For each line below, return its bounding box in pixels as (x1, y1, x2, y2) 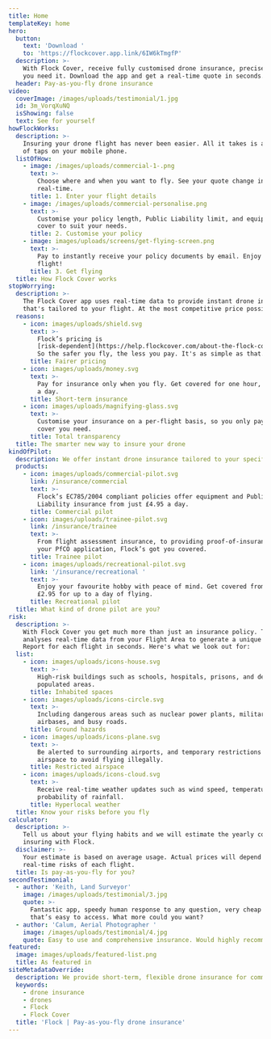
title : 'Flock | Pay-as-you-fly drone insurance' (15, 1019, 186, 1027)
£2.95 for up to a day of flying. (37, 591, 153, 599)
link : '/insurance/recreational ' (29, 567, 147, 576)
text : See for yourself (15, 117, 95, 125)
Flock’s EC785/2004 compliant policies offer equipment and (37, 492, 244, 501)
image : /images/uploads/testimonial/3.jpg (23, 890, 168, 899)
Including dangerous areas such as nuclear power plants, (37, 710, 236, 719)
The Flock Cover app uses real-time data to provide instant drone (23, 297, 254, 305)
